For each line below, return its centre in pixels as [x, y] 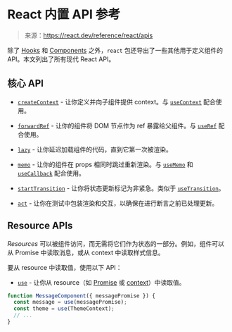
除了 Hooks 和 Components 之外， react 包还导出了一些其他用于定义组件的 [115, 50]
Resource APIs [40, 226]
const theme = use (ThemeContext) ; [64, 309]
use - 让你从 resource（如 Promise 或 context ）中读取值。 [101, 282]
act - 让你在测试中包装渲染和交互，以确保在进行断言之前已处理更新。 [118, 203]
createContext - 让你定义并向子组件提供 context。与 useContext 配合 [117, 102]
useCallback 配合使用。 [51, 173]
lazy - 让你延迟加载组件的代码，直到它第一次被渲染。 [95, 149]
